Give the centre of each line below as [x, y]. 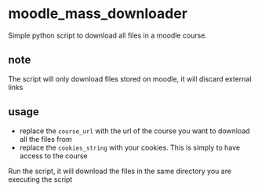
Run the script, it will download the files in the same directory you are [120, 171]
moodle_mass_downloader [98, 14]
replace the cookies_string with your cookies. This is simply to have [130, 147]
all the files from [45, 139]
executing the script [40, 179]
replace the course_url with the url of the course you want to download [134, 131]
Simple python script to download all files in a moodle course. [108, 35]
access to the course [53, 156]
